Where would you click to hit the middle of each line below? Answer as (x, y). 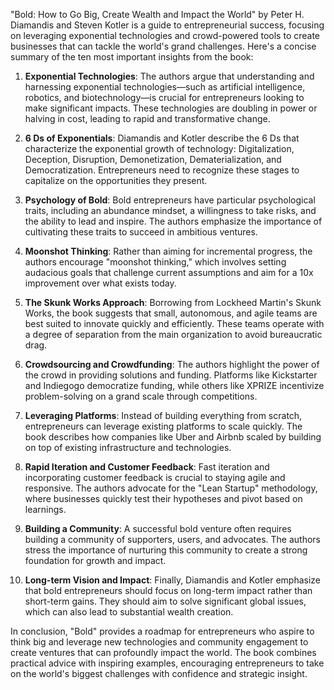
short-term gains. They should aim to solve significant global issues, (165, 601)
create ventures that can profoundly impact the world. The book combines (163, 652)
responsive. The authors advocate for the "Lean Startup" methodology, (171, 488)
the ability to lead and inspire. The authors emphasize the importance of (173, 221)
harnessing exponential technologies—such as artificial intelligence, (165, 87)
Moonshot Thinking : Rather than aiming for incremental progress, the (168, 251)
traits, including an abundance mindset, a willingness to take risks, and (170, 210)
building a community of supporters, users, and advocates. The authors (172, 539)
